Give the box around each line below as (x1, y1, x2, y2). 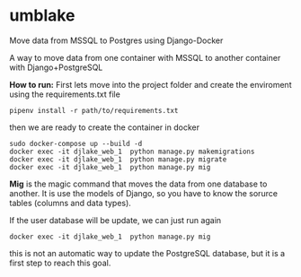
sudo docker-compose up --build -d (9, 139, 143, 148)
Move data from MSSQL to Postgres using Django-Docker (9, 35, 224, 46)
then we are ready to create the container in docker (9, 122, 200, 133)
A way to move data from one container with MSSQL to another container (9, 52, 281, 63)
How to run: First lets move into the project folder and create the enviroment (9, 79, 292, 90)
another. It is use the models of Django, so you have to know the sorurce (9, 187, 279, 198)
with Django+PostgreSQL (9, 62, 103, 73)
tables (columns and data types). (9, 197, 132, 208)
